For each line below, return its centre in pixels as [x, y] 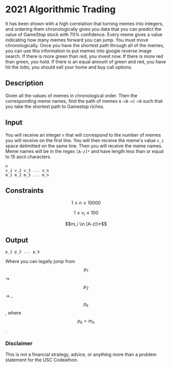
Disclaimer [19, 343]
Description [24, 83]
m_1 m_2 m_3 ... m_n [27, 175]
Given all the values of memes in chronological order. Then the [71, 95]
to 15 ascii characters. [28, 157]
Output [17, 240]
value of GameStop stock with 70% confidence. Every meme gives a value [84, 34]
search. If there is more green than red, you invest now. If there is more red [84, 56]
